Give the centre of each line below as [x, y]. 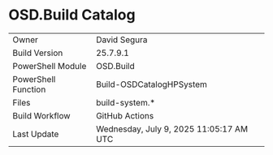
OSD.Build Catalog [72, 15]
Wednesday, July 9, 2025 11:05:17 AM [172, 129]
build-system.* [126, 102]
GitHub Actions [125, 115]
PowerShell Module [50, 66]
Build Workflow [41, 115]
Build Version [38, 53]
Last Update [36, 134]
